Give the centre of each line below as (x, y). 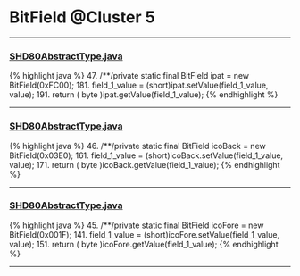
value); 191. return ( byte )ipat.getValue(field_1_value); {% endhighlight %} (144, 95)
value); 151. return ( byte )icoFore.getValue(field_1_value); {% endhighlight (144, 244)
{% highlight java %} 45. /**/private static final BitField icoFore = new (137, 225)
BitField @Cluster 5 (82, 17)
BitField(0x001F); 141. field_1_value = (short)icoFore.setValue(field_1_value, (144, 234)
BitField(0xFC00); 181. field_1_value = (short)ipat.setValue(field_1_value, (139, 85)
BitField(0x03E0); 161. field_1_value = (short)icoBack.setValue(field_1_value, (146, 155)
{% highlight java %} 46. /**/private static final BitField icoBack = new (137, 146)
